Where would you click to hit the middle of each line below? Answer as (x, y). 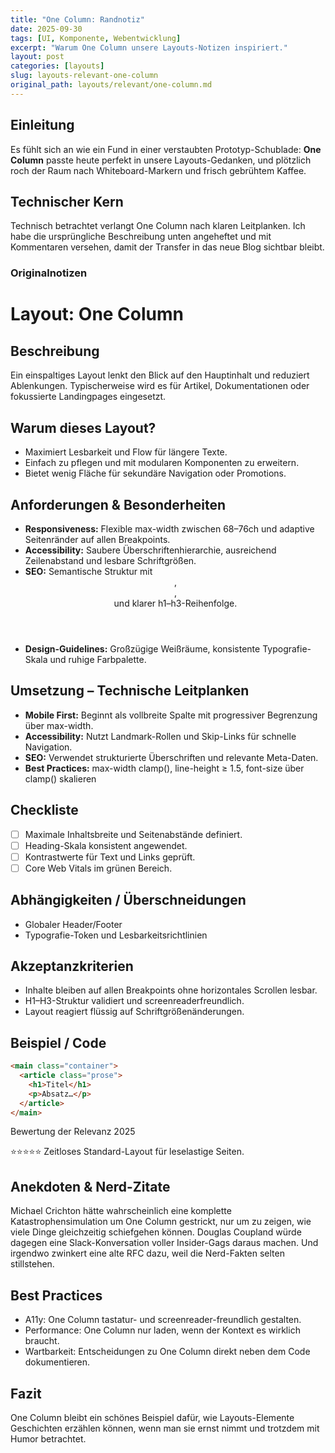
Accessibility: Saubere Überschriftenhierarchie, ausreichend (150, 550)
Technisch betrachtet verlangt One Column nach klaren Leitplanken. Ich (158, 226)
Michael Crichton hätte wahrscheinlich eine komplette (121, 1211)
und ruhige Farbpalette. (98, 659)
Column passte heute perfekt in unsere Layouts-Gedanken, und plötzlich (161, 160)
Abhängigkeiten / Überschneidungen (128, 900)
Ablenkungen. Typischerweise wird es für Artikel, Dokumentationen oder (160, 386)
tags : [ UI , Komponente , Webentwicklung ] (96, 38)
